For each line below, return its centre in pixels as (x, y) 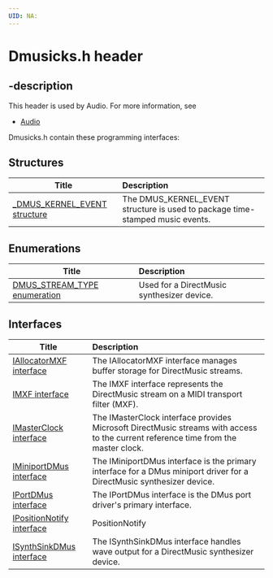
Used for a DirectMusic (183, 285)
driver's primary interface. (142, 505)
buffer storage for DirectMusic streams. (167, 371)
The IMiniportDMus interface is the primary (174, 462)
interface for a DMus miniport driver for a (171, 472)
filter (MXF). (115, 405)
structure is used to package (177, 210)
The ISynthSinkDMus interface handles (167, 541)
